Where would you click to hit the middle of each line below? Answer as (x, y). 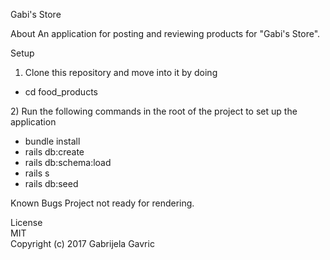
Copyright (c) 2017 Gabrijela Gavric (82, 243)
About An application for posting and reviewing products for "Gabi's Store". (165, 33)
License (26, 222)
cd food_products (61, 92)
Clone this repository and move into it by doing (121, 72)
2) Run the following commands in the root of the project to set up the (154, 111)
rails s (37, 173)
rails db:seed (51, 183)
